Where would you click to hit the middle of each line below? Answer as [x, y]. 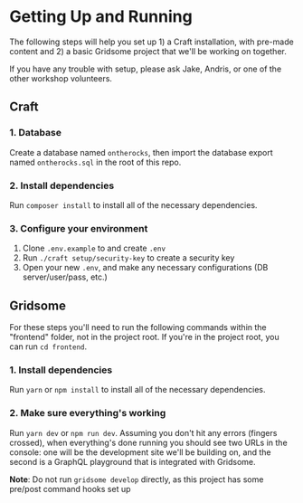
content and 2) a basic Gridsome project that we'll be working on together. [148, 51]
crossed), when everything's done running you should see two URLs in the [148, 442]
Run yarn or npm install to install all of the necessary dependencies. [137, 390]
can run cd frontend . [48, 346]
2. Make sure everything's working [88, 413]
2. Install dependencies [62, 185]
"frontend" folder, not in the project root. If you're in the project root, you [144, 337]
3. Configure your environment [79, 228]
